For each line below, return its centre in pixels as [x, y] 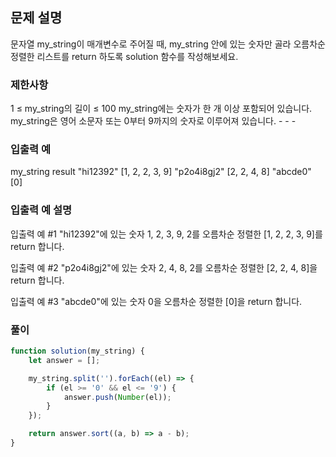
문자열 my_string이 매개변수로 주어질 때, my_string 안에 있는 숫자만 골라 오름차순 [168, 44]
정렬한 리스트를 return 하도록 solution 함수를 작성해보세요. [124, 56]
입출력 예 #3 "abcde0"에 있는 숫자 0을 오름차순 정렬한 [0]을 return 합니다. [156, 301]
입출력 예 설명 [41, 210]
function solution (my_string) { [77, 351]
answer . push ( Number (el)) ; [117, 397]
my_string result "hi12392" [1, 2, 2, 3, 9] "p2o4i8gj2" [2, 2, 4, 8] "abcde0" [161, 172]
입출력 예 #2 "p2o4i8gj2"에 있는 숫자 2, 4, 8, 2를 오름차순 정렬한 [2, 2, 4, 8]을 [164, 267]
